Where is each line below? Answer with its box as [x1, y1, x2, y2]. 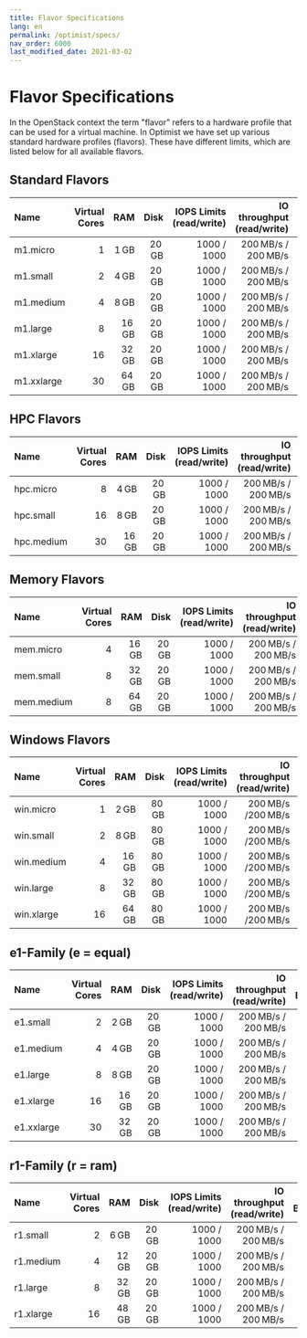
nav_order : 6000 [9, 38, 71, 48]
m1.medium [14, 296, 66, 309]
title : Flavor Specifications [9, 13, 125, 23]
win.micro [14, 803, 57, 816]
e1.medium [14, 1042, 63, 1055]
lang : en [9, 22, 43, 31]
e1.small [14, 1016, 51, 1028]
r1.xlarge [14, 1307, 53, 1320]
